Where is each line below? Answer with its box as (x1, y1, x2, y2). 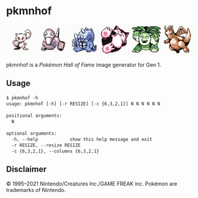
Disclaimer (6, 164, 47, 174)
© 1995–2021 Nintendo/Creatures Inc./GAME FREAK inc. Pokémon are (6, 180, 178, 187)
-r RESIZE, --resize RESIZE (11, 142, 81, 148)
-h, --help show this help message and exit (11, 136, 152, 142)
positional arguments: (6, 113, 62, 119)
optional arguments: (6, 130, 58, 136)
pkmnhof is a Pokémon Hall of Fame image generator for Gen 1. (6, 61, 162, 68)
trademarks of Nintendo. (6, 186, 66, 193)
